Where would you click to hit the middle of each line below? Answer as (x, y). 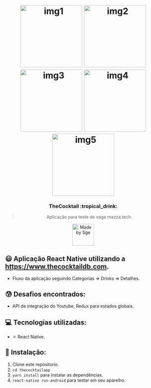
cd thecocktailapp (31, 370)
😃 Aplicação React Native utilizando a (65, 259)
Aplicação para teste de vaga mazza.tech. (89, 217)
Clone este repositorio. (36, 364)
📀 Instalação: (25, 352)
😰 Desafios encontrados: (45, 294)
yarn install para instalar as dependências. (57, 375)
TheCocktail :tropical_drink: (83, 206)
